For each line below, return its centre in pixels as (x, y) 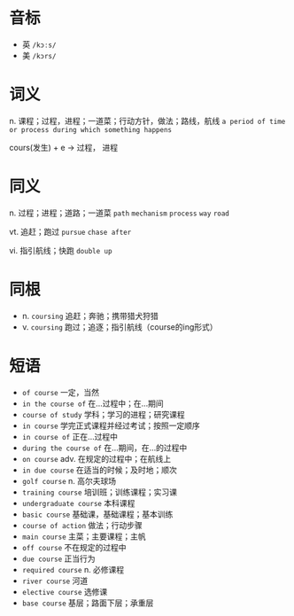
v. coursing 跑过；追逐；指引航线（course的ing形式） (120, 327)
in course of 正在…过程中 (70, 436)
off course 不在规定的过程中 (74, 547)
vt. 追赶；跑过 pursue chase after (70, 231)
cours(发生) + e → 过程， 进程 (64, 147)
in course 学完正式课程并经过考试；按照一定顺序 (111, 425)
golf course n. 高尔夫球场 (69, 480)
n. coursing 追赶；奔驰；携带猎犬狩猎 (90, 316)
